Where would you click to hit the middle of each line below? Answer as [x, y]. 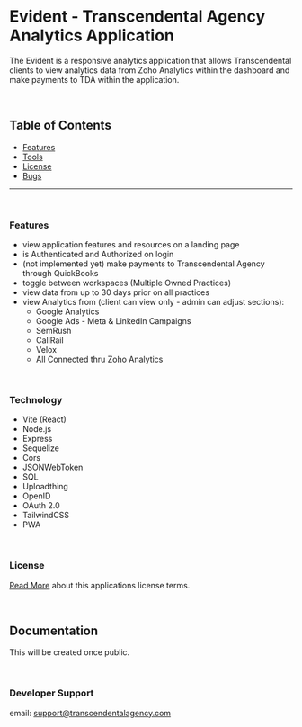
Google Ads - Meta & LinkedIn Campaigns [113, 321]
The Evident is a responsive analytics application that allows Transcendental [151, 60]
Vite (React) [44, 419]
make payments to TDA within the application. [94, 79]
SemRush [53, 331]
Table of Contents [61, 126]
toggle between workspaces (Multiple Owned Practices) [127, 283]
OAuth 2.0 [41, 506]
